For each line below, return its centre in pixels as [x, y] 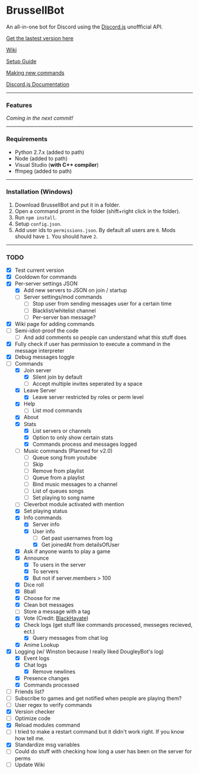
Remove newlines [54, 671]
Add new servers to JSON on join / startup [75, 290]
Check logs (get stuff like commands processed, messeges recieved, [108, 625]
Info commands [43, 518]
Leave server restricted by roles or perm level [88, 397]
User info [44, 531]
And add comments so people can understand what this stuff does [105, 337]
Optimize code [33, 718]
